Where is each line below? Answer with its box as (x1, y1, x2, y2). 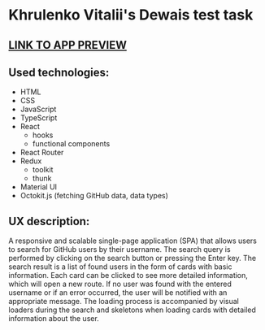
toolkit (32, 165, 54, 175)
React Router (20, 148, 64, 158)
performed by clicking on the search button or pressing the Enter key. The (8, 254, 257, 263)
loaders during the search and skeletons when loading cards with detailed (8, 305, 256, 315)
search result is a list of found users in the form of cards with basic (8, 262, 233, 271)
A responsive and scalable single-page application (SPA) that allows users (8, 236, 258, 245)
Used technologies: (8, 65, 110, 79)
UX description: (8, 214, 90, 228)
